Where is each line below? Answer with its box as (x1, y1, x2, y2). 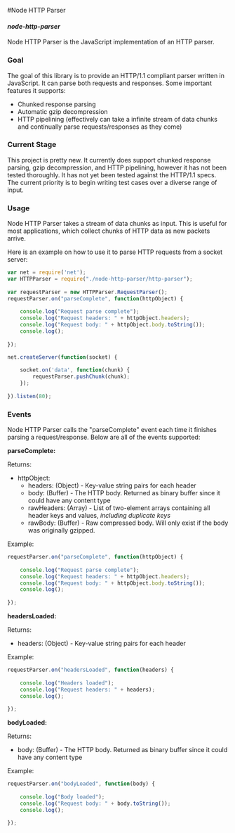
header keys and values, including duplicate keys (27, 511, 170, 520)
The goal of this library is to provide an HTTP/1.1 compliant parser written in (7, 71, 225, 80)
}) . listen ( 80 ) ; (7, 393, 52, 400)
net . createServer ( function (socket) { (7, 354, 118, 361)
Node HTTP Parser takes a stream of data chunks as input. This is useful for (7, 220, 227, 228)
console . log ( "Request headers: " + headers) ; (20, 686, 156, 693)
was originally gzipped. (27, 526, 95, 535)
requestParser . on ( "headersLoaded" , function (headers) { (7, 666, 174, 674)
